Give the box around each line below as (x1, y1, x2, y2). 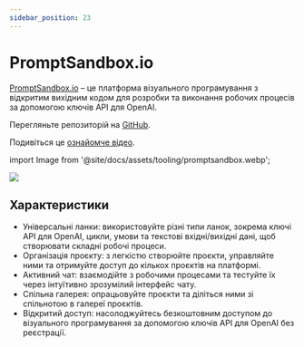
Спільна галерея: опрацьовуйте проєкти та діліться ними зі (22, 289, 254, 300)
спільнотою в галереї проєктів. (22, 298, 143, 309)
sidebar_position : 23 (9, 13, 92, 23)
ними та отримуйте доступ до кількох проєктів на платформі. (22, 260, 261, 271)
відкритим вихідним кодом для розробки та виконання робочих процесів (9, 92, 295, 102)
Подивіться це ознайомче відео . (9, 137, 135, 148)
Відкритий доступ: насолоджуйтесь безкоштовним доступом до (22, 308, 273, 319)
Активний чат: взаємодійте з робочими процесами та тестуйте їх (22, 269, 276, 281)
